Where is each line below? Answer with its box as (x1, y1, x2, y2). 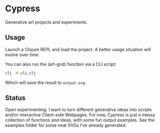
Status (5, 94, 26, 102)
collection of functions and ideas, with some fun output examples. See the (5, 117, 155, 123)
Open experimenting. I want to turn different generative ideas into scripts (5, 106, 152, 113)
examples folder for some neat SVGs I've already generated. (5, 122, 127, 128)
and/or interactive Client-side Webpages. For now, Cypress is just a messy (5, 112, 156, 118)
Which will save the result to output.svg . (5, 80, 87, 85)
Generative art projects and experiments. (5, 19, 88, 25)
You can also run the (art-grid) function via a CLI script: (5, 61, 116, 67)
